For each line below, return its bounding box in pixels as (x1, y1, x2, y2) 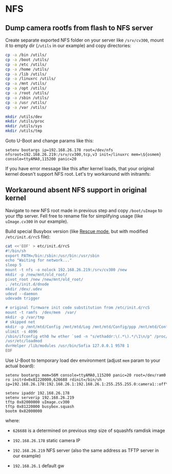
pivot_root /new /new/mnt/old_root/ (5, 277, 83, 282)
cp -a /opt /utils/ (5, 86, 47, 91)
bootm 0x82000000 (5, 408, 42, 414)
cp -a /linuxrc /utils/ (5, 76, 56, 81)
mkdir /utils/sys (5, 123, 42, 129)
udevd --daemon (5, 291, 38, 296)
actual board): (5, 363, 35, 369)
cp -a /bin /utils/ (5, 52, 47, 57)
